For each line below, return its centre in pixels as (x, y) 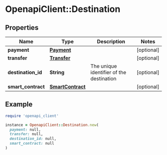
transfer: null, (26, 134)
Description (111, 42)
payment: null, (25, 130)
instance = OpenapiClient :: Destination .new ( (52, 125)
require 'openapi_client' (32, 116)
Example (19, 104)
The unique (104, 66)
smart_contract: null (32, 144)
